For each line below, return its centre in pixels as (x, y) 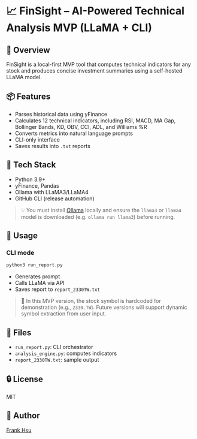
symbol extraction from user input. (63, 314)
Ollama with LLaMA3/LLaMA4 (51, 192)
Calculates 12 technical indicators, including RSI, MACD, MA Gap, (95, 121)
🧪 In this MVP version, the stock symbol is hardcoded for (91, 301)
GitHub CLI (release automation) (54, 199)
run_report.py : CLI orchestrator (54, 347)
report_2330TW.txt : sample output (57, 360)
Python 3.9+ (30, 179)
